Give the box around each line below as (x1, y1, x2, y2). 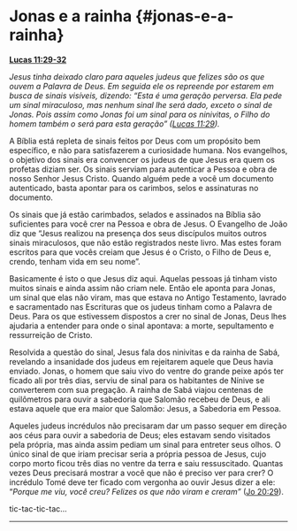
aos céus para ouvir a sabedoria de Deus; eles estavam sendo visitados (9, 429, 271, 440)
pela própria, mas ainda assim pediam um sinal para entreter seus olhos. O (9, 439, 281, 450)
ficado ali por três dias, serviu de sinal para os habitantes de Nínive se (9, 374, 265, 386)
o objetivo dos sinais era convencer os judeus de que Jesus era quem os (9, 154, 276, 165)
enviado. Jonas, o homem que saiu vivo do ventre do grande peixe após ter (9, 366, 285, 376)
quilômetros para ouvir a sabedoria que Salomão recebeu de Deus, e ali (9, 394, 270, 404)
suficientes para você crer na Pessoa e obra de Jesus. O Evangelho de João (9, 219, 288, 229)
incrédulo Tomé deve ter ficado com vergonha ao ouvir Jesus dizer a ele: (9, 476, 276, 488)
